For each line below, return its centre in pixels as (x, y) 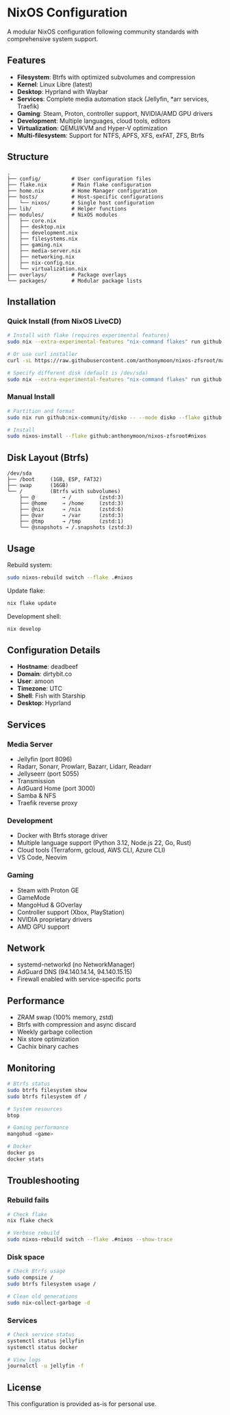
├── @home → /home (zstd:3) (72, 503)
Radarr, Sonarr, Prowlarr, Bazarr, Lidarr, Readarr (84, 767)
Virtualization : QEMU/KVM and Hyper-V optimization (92, 128)
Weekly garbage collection (55, 1032)
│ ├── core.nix (32, 221)
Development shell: (34, 616)
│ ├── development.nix (42, 233)
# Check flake (27, 1214)
